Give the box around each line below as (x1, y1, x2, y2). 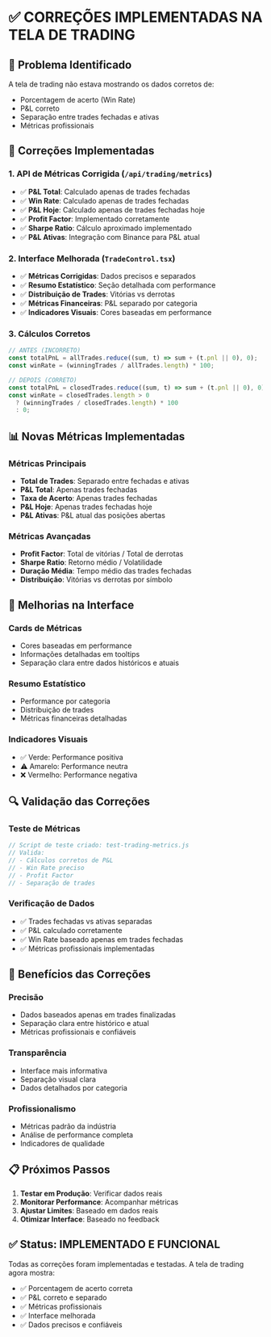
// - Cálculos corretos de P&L (8, 856, 114, 864)
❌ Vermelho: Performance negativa (19, 770, 138, 780)
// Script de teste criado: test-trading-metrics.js (8, 841, 190, 850)
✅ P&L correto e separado (19, 1293, 107, 1302)
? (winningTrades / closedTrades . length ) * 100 (15, 398, 179, 407)
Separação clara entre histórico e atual (19, 1019, 149, 1028)
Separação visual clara (19, 1074, 97, 1084)
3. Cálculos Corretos (8, 328, 91, 339)
